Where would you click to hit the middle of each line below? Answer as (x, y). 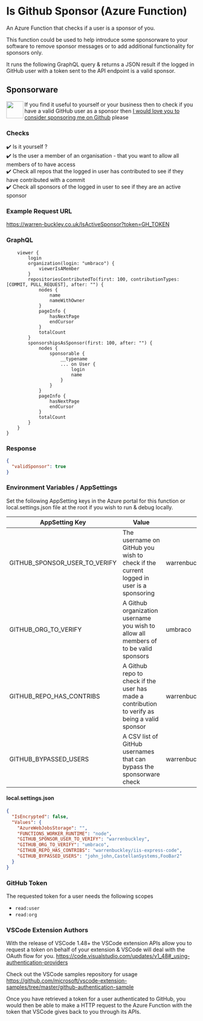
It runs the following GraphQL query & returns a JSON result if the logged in (100, 64)
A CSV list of (140, 736)
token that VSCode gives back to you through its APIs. (74, 1012)
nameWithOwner (67, 300)
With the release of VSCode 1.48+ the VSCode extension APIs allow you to (99, 943)
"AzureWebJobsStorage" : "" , (52, 828)
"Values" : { (27, 822)
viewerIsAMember (59, 269)
